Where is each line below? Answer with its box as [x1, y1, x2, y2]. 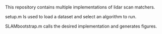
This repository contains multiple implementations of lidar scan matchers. [5, 4, 155, 10]
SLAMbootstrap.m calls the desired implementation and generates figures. [5, 23, 157, 29]
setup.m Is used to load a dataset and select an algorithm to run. [5, 14, 137, 19]
